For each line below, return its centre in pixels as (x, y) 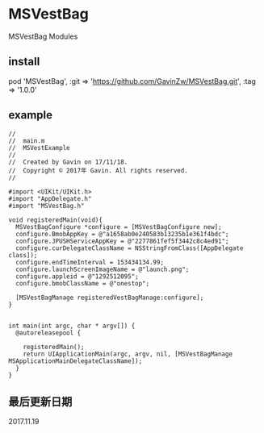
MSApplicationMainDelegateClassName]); (75, 361)
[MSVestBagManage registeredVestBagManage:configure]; (110, 298)
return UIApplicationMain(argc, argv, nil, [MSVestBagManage (128, 354)
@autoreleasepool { (48, 333)
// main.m (27, 141)
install (24, 62)
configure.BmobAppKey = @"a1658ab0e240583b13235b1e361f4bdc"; (122, 234)
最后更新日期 (40, 401)
